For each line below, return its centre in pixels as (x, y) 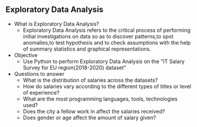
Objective (26, 55)
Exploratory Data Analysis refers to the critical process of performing (107, 30)
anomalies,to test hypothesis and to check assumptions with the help (107, 42)
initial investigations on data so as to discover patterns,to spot (98, 36)
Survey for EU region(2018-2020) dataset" (74, 68)
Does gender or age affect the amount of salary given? (89, 118)
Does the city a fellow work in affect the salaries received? (94, 111)
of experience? (41, 92)
